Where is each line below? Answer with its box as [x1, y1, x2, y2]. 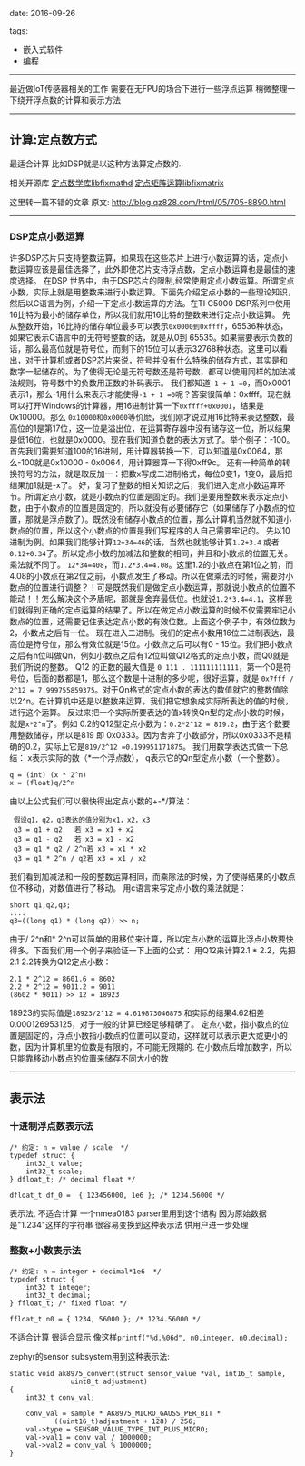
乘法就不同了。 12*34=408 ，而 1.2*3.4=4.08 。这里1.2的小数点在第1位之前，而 [9, 559, 294, 571]
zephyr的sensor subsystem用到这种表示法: [9, 1351, 171, 1362]
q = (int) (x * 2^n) [9, 771, 88, 780]
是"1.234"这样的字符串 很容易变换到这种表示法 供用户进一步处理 [9, 1219, 249, 1230]
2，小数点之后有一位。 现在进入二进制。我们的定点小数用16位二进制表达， [9, 627, 288, 639]
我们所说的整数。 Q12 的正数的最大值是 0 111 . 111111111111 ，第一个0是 [9, 662, 284, 673]
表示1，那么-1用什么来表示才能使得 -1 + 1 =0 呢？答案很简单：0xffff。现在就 [9, 389, 292, 400]
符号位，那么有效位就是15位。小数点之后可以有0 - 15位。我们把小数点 [33, 639, 293, 650]
